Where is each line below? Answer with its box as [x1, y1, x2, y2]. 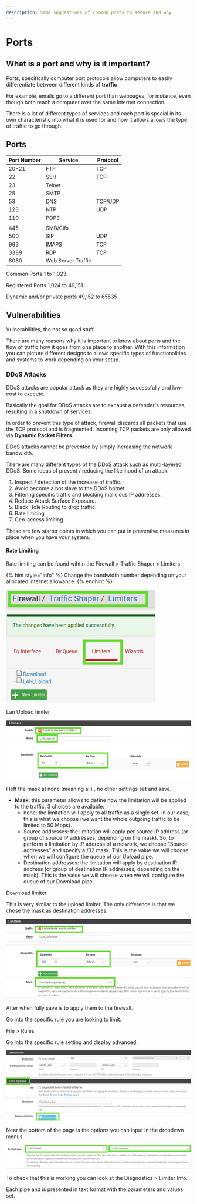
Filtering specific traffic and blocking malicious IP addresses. [14, 491, 162, 498]
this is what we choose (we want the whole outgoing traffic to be [23, 815, 180, 822]
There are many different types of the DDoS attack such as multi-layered [6, 461, 182, 468]
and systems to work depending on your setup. [6, 356, 120, 363]
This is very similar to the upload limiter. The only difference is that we [6, 900, 175, 907]
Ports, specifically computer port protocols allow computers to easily [6, 74, 173, 82]
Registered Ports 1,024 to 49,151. [6, 281, 85, 288]
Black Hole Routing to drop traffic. [14, 503, 97, 510]
